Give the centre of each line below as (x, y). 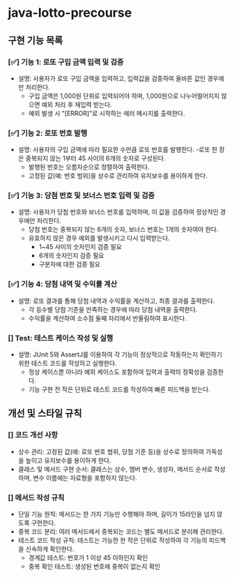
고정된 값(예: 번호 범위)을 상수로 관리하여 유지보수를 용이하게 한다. (118, 176)
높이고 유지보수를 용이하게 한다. (68, 460)
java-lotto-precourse (70, 13)
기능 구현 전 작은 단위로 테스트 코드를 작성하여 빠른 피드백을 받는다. (119, 389)
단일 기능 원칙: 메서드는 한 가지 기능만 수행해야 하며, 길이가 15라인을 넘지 (116, 514)
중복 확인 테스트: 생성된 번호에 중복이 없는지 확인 (94, 567)
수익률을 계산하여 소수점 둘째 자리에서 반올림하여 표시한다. (108, 318)
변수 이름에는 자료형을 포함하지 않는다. (85, 478)
